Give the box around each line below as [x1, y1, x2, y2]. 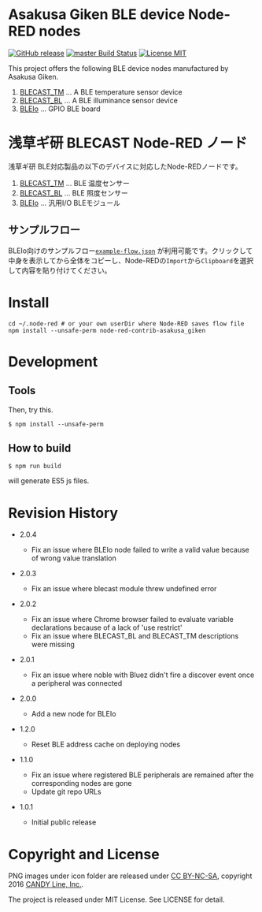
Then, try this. [8, 404, 54, 415]
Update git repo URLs [31, 787, 101, 797]
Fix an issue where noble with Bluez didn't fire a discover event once [31, 670, 255, 679]
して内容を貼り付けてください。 [8, 266, 112, 275]
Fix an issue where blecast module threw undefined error [31, 584, 217, 594]
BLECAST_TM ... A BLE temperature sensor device [19, 87, 183, 96]
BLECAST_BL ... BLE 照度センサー [19, 188, 128, 198]
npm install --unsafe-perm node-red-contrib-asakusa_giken [8, 326, 206, 334]
